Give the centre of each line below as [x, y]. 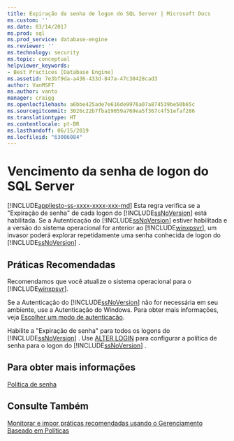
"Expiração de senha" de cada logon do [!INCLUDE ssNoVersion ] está [107, 213]
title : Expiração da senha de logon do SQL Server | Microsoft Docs [109, 14]
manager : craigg [31, 98]
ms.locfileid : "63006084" [45, 137]
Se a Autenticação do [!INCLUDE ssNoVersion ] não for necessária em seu [113, 302]
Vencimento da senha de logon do [108, 171]
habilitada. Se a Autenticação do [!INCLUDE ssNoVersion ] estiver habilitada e [117, 221]
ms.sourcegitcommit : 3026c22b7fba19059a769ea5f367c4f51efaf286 [101, 111]
